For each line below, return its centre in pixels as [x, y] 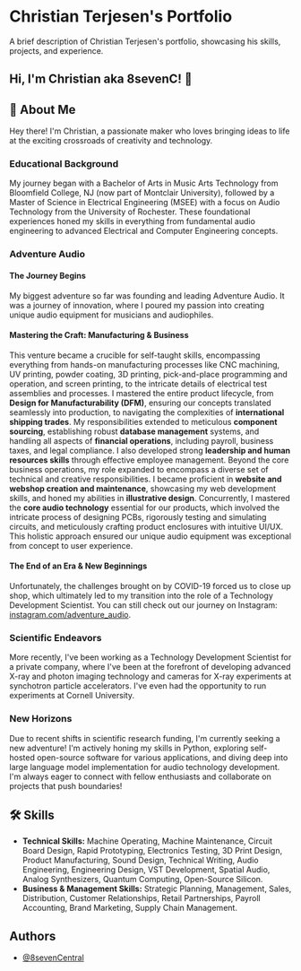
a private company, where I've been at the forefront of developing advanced [150, 667]
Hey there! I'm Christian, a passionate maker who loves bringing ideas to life [150, 131]
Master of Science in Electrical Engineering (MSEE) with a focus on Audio [145, 203]
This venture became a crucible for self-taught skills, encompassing [135, 355]
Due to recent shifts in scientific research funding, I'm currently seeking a [145, 738]
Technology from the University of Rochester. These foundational [130, 212]
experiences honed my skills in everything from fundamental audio [132, 221]
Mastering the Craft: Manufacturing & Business [99, 335]
